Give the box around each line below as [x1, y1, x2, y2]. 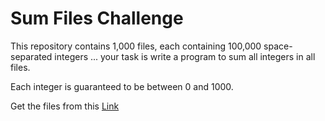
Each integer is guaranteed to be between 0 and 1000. [10, 80, 234, 92]
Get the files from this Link [10, 100, 120, 112]
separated [10, 50, 53, 62]
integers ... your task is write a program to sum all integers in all [54, 50, 316, 62]
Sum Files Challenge [10, 7, 184, 30]
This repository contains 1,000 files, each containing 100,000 [10, 40, 262, 52]
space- [263, 40, 293, 52]
